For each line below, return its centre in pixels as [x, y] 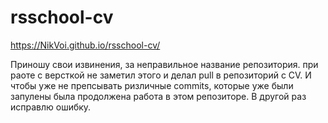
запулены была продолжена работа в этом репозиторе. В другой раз [158, 96]
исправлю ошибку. [51, 107]
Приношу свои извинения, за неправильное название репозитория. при [164, 64]
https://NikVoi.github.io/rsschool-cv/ [85, 45]
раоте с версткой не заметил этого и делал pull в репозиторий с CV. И [161, 75]
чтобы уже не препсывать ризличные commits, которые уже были [152, 85]
